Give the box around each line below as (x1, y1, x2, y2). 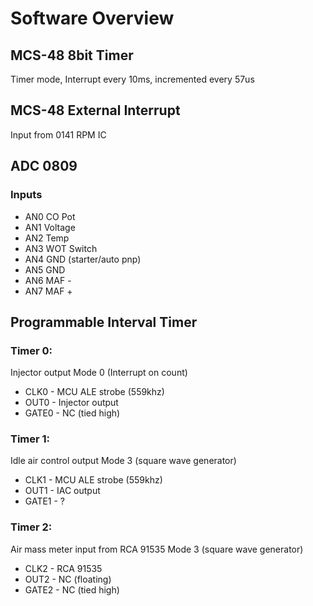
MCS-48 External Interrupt (10, 102, 181, 119)
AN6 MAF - (24, 274, 72, 286)
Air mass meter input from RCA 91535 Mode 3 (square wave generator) (10, 543, 304, 555)
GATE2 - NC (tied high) (24, 583, 120, 596)
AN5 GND (24, 263, 66, 276)
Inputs (10, 188, 43, 202)
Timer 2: (10, 520, 53, 534)
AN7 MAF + (24, 285, 73, 297)
